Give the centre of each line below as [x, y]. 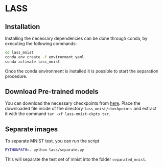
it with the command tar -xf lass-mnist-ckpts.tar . [58, 114]
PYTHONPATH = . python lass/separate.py [45, 150]
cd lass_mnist [20, 52]
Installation [23, 27]
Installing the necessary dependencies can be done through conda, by [76, 38]
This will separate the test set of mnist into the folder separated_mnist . [76, 159]
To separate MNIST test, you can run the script [52, 141]
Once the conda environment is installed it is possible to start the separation [82, 71]
